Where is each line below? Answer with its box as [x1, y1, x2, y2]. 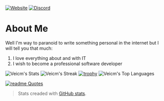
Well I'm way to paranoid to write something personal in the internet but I [5, 39, 159, 46]
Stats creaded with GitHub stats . [17, 90, 87, 96]
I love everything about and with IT [12, 55, 86, 61]
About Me [5, 23, 48, 34]
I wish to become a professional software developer [12, 60, 122, 67]
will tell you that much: [5, 45, 53, 51]
